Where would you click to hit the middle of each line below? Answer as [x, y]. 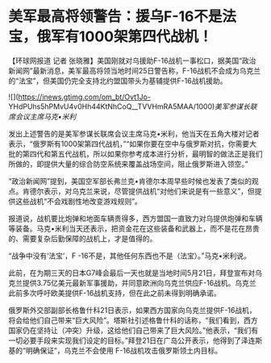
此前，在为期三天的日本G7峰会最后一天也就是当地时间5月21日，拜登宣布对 [132, 273]
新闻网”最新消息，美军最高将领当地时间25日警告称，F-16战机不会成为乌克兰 [135, 70]
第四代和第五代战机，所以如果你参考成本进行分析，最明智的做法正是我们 [142, 153]
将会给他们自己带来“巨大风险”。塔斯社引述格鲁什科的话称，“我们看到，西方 [133, 320]
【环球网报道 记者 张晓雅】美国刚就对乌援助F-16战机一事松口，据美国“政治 [132, 60]
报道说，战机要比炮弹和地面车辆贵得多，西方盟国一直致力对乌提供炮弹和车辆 [135, 218]
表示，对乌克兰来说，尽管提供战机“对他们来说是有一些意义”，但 [149, 191]
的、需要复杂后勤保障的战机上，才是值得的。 [83, 238]
